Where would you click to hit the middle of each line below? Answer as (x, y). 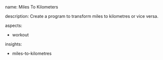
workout (20, 35)
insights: (14, 44)
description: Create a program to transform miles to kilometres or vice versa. (82, 16)
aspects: (14, 25)
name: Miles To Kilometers (32, 7)
